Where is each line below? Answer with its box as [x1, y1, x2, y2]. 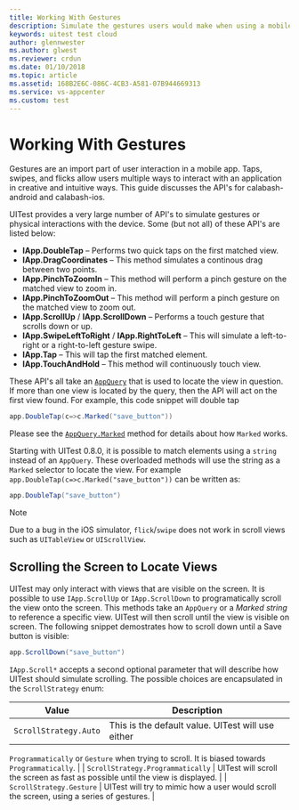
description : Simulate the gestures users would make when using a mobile [9, 21, 293, 30]
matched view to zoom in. [21, 283, 117, 294]
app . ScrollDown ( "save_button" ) [9, 647, 125, 657]
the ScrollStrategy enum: [9, 683, 105, 693]
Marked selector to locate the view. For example [9, 465, 182, 475]
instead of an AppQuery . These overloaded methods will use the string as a [9, 455, 280, 466]
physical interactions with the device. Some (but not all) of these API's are [9, 219, 280, 230]
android [9, 192, 38, 203]
